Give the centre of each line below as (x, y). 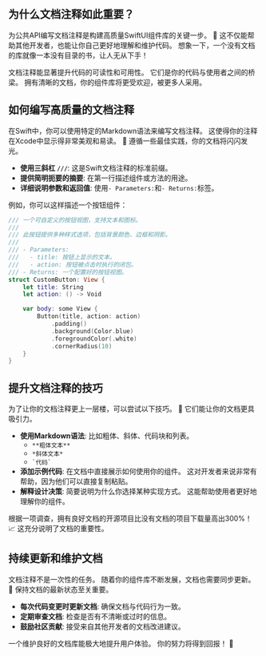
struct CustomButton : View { (57, 280)
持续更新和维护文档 (56, 559)
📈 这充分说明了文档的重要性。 (58, 529)
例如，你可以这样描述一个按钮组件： (68, 205)
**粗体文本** (51, 446)
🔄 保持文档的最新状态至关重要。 (61, 589)
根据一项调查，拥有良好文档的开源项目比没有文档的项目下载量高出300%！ (131, 518)
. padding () (69, 324)
